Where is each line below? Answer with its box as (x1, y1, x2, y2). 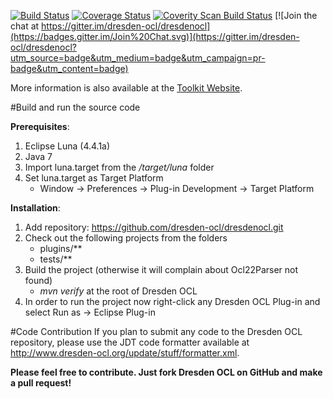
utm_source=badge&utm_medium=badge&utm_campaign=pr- (10, 52, 266, 64)
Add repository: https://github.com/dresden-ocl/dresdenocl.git (24, 221, 284, 233)
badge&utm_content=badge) (10, 63, 129, 74)
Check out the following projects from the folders (24, 232, 228, 244)
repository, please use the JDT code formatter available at (10, 336, 250, 348)
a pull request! (10, 377, 72, 389)
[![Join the (274, 10, 318, 21)
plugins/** (39, 243, 83, 254)
